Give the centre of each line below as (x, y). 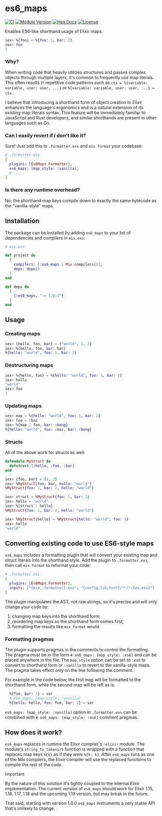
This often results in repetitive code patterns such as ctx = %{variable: (77, 83)
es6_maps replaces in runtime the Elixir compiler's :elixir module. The (75, 744)
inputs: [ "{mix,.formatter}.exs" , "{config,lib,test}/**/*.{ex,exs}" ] (82, 588)
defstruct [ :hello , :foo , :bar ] (42, 466)
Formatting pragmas (29, 639)
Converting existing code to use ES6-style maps (79, 543)
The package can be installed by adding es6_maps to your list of (68, 233)
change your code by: (27, 607)
